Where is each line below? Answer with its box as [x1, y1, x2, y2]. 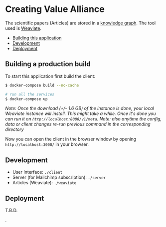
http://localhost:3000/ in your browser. [5, 141, 89, 147]
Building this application [12, 35, 62, 41]
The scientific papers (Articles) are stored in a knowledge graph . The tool [5, 20, 156, 26]
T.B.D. [5, 208, 18, 213]
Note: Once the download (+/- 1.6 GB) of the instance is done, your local [5, 106, 155, 112]
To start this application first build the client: [5, 73, 96, 79]
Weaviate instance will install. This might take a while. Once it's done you [5, 111, 156, 116]
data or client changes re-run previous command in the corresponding [5, 121, 151, 127]
